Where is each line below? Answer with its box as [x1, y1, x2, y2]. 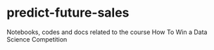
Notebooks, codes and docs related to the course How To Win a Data [6, 28, 208, 36]
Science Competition [6, 35, 68, 43]
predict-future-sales [6, 5, 130, 21]
